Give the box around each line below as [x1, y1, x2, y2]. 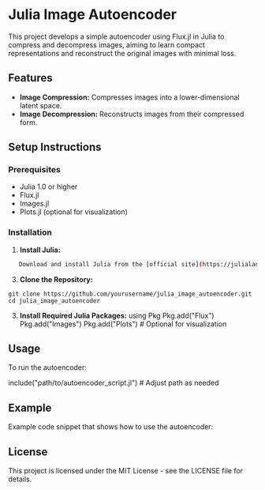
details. [8, 474, 32, 484]
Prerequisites [8, 164, 61, 175]
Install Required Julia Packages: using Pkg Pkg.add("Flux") [19, 311, 215, 320]
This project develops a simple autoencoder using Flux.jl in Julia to [8, 32, 225, 41]
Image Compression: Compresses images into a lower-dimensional [19, 92, 240, 102]
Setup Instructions [8, 141, 102, 154]
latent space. [19, 100, 62, 110]
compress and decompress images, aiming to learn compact [8, 40, 205, 49]
